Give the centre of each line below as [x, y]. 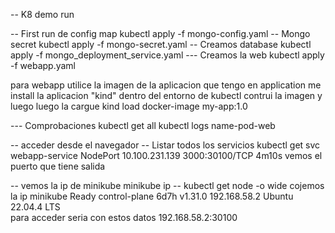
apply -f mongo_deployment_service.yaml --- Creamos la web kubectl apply [167, 55]
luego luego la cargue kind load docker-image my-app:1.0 [129, 106]
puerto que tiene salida [58, 166]
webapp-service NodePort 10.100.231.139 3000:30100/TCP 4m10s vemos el [166, 155]
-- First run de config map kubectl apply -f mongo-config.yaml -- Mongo [160, 33]
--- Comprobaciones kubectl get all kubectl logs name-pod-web [143, 125]
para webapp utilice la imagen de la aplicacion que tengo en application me [166, 85]
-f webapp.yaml [43, 65]
